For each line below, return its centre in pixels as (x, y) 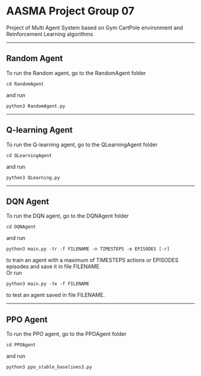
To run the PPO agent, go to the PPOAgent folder (66, 334)
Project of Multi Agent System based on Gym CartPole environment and (95, 28)
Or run (14, 273)
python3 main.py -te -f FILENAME (48, 284)
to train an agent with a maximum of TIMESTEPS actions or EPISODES (92, 260)
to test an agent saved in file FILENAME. (56, 295)
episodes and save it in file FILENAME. (54, 267)
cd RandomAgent (25, 84)
